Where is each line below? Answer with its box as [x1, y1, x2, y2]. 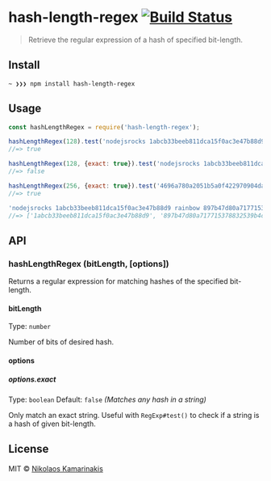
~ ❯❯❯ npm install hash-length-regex [8, 79, 135, 88]
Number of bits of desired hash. [8, 337, 115, 347]
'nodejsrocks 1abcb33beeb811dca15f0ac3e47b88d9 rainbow [8, 204, 200, 212]
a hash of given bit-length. [8, 419, 97, 428]
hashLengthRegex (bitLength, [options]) [8, 258, 169, 269]
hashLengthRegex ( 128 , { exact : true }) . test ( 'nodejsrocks [8, 160, 200, 168]
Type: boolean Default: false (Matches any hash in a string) [8, 395, 207, 404]
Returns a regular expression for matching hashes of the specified [8, 276, 228, 286]
